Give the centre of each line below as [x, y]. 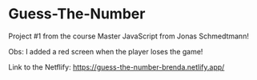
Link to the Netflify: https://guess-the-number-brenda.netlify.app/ [116, 67]
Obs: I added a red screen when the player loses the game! [106, 51]
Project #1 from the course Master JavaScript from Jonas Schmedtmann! [129, 36]
